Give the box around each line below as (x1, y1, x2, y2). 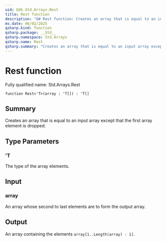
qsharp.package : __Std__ (5, 30, 56, 35)
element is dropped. (5, 123, 46, 129)
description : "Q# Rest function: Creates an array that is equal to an (5, 16, 156, 21)
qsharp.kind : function (5, 26, 52, 31)
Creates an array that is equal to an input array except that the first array (5, 118, 153, 123)
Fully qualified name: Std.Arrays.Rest (5, 81, 81, 87)
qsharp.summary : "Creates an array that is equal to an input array (5, 44, 149, 49)
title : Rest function (5, 12, 50, 17)
